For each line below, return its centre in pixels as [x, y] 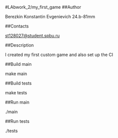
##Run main [17, 102]
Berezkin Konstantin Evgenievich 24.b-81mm [50, 16]
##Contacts [17, 26]
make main [16, 74]
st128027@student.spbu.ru [32, 36]
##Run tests [17, 121]
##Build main [18, 64]
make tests [16, 93]
